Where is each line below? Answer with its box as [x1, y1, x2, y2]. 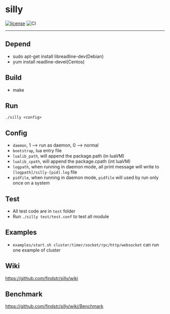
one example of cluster [12, 247, 61, 253]
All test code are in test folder [12, 208, 76, 214]
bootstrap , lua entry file [12, 148, 62, 154]
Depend [5, 40, 31, 49]
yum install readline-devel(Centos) [12, 58, 85, 64]
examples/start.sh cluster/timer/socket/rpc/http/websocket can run [12, 241, 159, 248]
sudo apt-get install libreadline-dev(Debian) [12, 53, 104, 59]
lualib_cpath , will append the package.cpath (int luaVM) [12, 158, 131, 164]
